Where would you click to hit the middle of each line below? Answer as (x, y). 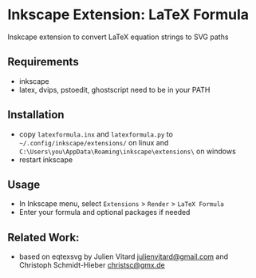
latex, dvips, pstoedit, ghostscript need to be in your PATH (114, 89)
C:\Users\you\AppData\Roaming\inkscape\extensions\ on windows (127, 151)
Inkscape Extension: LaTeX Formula (128, 15)
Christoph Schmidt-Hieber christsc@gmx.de (92, 265)
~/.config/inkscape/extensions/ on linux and (94, 142)
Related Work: (43, 237)
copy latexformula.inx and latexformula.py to (96, 134)
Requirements (43, 62)
